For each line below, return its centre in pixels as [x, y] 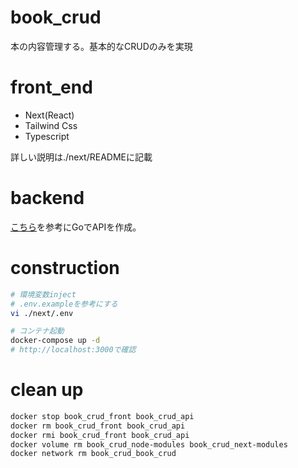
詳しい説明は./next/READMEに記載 [81, 157]
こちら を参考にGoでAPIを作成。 [76, 227]
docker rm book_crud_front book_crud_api [98, 426]
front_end [51, 87]
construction [65, 268]
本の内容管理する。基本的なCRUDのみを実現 [101, 46]
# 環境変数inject [43, 294]
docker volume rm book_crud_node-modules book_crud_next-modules [149, 444]
